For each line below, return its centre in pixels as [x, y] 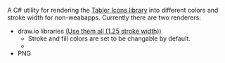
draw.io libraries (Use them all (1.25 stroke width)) [89, 31]
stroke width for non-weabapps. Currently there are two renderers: [104, 17]
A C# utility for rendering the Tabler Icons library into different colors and [113, 10]
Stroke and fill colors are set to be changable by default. [109, 38]
